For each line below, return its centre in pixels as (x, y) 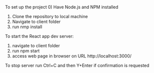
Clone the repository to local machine (50, 16)
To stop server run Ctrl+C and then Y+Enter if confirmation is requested (77, 65)
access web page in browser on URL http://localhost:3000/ (72, 56)
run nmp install (27, 27)
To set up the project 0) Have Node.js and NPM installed (62, 7)
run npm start (26, 51)
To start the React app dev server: (39, 36)
